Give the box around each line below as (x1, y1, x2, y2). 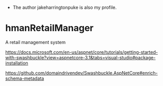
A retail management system (5, 39, 66, 45)
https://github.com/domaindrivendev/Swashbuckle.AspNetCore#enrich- (5, 70, 158, 76)
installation (5, 60, 28, 66)
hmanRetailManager (5, 23, 94, 34)
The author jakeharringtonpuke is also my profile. (12, 5, 117, 10)
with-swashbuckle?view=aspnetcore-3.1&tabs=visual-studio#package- (5, 54, 156, 60)
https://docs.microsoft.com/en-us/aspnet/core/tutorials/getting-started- (5, 49, 158, 55)
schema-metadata (5, 75, 45, 81)
